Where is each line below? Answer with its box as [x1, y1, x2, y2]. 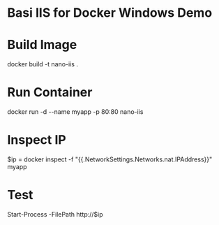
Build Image [7, 37, 77, 53]
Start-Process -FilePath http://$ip [7, 210, 103, 218]
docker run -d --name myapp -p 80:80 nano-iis [7, 108, 144, 116]
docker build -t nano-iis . [7, 60, 79, 68]
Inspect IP [7, 132, 66, 148]
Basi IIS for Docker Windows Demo [7, 5, 213, 21]
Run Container [7, 85, 93, 101]
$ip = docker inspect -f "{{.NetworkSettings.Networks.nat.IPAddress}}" [7, 155, 213, 164]
